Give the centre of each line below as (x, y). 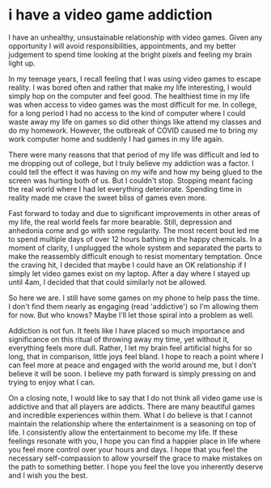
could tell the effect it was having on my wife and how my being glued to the (135, 172)
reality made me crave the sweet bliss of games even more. (108, 197)
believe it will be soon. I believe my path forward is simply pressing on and (132, 373)
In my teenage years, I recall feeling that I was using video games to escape (135, 79)
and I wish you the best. (48, 475)
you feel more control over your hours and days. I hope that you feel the (128, 449)
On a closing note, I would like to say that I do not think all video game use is (135, 397)
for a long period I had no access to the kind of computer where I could (127, 113)
